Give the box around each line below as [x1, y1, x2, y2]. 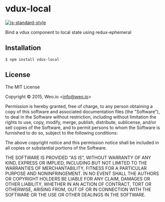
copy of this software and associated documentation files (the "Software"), [5, 108, 160, 114]
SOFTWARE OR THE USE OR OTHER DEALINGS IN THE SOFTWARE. [5, 191, 146, 197]
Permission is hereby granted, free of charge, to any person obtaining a [5, 103, 153, 109]
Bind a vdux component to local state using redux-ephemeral [5, 29, 132, 35]
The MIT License [5, 83, 40, 90]
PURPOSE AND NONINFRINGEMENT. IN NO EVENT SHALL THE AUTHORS [5, 170, 159, 176]
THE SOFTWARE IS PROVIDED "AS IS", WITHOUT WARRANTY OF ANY [5, 154, 151, 160]
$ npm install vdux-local [5, 57, 59, 62]
